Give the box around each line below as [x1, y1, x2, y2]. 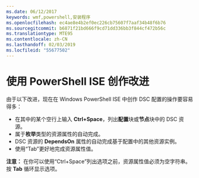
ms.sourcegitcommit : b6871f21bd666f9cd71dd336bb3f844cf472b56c [6, 25, 166, 31]
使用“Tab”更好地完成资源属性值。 [14, 145, 97, 152]
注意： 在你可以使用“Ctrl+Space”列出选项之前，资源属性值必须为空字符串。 [6, 158, 191, 165]
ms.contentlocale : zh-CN [6, 36, 68, 42]
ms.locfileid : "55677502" [6, 47, 70, 53]
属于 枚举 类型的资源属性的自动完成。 [14, 130, 104, 137]
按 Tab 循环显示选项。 [6, 165, 61, 172]
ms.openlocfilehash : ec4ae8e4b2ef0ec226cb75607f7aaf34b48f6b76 [6, 20, 166, 26]
